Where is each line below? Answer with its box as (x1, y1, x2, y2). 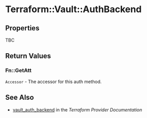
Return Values (5, 52, 51, 60)
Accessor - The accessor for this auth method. (5, 78, 102, 85)
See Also (5, 93, 34, 102)
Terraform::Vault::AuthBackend (5, 4, 142, 15)
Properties (5, 24, 40, 32)
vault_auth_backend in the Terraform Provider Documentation (12, 106, 142, 112)
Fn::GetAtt (5, 67, 32, 74)
